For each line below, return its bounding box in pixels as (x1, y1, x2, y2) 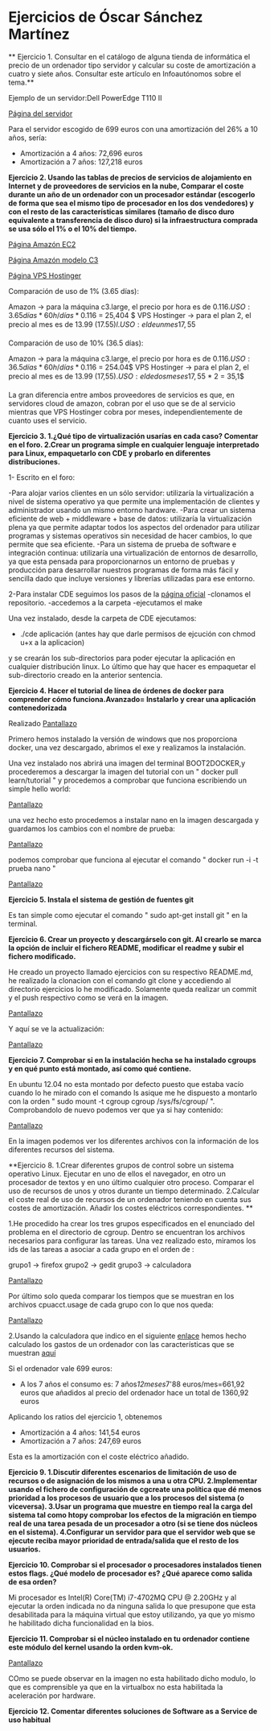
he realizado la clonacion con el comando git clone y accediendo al (8, 975, 231, 985)
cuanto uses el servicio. (8, 415, 87, 425)
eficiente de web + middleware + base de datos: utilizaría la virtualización (8, 514, 252, 523)
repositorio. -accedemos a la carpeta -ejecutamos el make (8, 597, 202, 607)
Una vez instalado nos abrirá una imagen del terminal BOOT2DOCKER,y (8, 758, 246, 768)
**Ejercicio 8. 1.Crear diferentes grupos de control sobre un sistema (8, 1160, 235, 1170)
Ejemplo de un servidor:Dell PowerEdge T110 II (8, 93, 162, 102)
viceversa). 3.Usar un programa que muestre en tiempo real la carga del (8, 1502, 253, 1511)
